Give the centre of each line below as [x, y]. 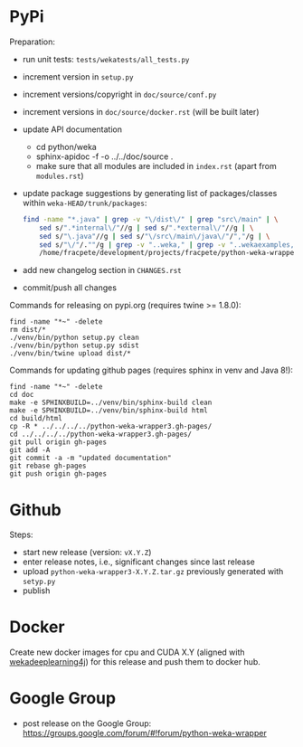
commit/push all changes [70, 288]
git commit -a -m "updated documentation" [90, 459]
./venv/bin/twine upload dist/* [70, 354]
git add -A [30, 450]
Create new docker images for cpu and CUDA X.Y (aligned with [128, 652]
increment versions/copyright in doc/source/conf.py [119, 94]
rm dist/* [28, 330]
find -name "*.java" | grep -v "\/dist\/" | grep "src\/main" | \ [150, 219]
